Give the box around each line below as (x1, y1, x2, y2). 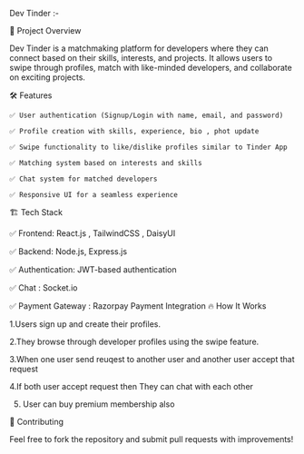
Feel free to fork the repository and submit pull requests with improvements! (9, 434, 294, 444)
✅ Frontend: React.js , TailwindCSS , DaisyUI (9, 228, 176, 239)
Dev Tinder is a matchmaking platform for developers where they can (9, 43, 270, 54)
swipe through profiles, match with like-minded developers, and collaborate (9, 63, 292, 73)
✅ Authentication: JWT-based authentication (9, 264, 177, 275)
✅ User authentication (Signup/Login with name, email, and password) (9, 111, 284, 120)
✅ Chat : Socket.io (9, 282, 78, 293)
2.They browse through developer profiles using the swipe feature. (9, 336, 260, 347)
